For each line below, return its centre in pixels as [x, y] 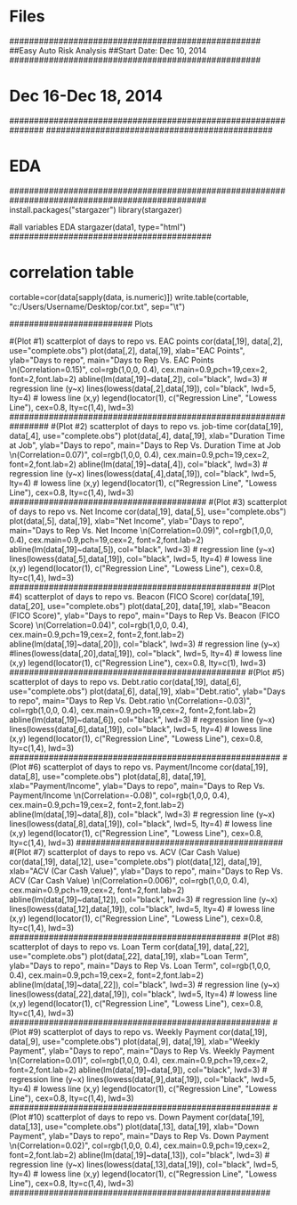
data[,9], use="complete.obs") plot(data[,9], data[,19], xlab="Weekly [135, 1041]
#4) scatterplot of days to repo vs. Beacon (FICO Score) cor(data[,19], [137, 596]
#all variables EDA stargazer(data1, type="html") [98, 227]
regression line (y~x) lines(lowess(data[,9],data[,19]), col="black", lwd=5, [143, 1079]
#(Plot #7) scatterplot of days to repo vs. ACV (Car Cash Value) [125, 851]
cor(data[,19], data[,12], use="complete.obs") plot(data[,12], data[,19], [136, 861]
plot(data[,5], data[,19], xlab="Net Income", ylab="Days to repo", [127, 521]
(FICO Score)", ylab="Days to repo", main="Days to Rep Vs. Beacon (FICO [144, 615]
